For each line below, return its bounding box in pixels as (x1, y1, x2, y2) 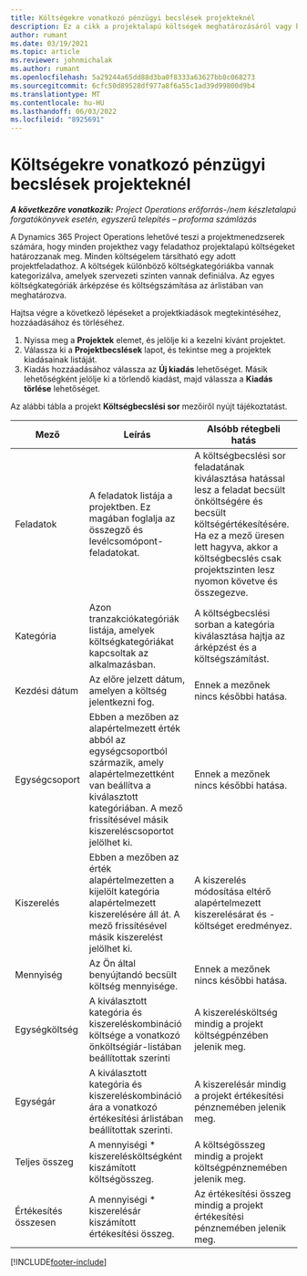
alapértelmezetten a (88, 873, 175, 886)
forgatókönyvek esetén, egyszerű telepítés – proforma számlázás (10, 214, 258, 225)
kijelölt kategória (88, 885, 160, 898)
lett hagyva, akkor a (193, 540, 279, 553)
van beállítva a (88, 779, 151, 792)
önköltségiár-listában (88, 1041, 182, 1053)
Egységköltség (15, 1023, 78, 1036)
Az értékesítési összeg (193, 1187, 292, 1200)
